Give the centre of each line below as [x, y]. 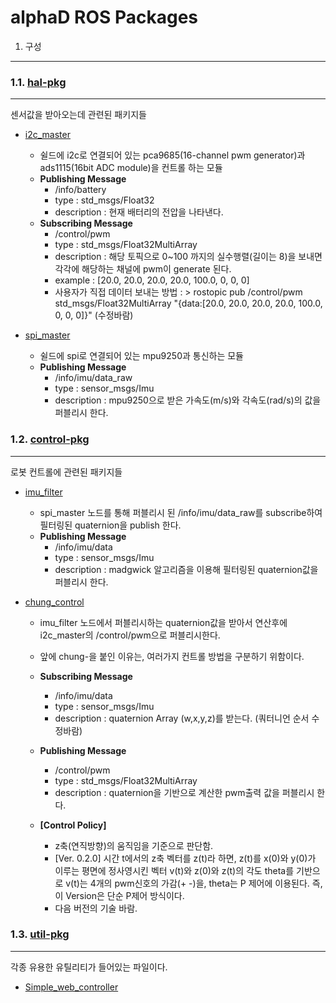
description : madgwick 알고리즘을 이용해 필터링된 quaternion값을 [186, 569]
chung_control [54, 602]
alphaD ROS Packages [104, 17]
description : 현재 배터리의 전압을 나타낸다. [139, 212]
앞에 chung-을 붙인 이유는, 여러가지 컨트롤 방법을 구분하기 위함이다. [172, 656]
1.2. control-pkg [50, 439]
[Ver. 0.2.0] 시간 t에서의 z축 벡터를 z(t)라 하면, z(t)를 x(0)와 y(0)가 [185, 858]
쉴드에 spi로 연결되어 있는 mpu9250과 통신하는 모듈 [142, 356]
